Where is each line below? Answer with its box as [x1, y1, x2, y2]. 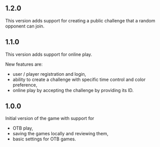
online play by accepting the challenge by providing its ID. [12, 87, 134, 93]
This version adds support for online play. [5, 51, 92, 57]
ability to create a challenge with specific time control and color [12, 76, 146, 82]
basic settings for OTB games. [12, 136, 76, 142]
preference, [12, 81, 38, 88]
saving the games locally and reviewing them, [12, 131, 109, 137]
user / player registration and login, [12, 71, 86, 77]
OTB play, [12, 125, 34, 131]
